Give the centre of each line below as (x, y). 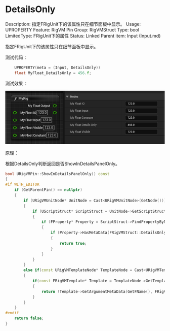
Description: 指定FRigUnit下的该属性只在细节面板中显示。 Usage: (73, 24)
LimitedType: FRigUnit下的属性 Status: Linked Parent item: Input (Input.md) (83, 36)
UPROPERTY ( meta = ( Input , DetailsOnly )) (57, 68)
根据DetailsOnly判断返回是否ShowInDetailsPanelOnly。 (63, 163)
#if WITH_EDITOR (22, 185)
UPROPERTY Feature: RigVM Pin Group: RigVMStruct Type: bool (72, 29)
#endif (12, 313)
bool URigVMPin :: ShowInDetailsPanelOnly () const (57, 174)
